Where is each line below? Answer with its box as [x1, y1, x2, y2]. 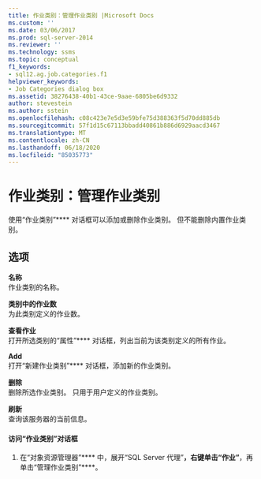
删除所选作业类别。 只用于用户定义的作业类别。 [8, 387, 162, 397]
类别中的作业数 [8, 299, 57, 309]
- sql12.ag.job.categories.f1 [8, 70, 108, 78]
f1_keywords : [8, 63, 51, 71]
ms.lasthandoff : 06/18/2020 [8, 144, 101, 152]
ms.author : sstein [8, 107, 69, 115]
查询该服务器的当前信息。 [8, 414, 91, 423]
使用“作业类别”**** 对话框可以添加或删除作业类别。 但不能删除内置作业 [8, 215, 240, 225]
